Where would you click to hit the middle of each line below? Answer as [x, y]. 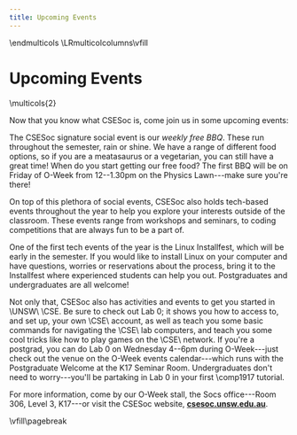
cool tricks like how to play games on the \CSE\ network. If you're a [132, 339]
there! [20, 184]
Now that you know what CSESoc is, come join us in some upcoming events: [149, 120]
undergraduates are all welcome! [69, 284]
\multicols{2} [33, 103]
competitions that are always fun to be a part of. [97, 229]
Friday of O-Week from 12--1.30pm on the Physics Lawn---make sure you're [148, 175]
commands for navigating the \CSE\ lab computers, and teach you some [141, 330]
